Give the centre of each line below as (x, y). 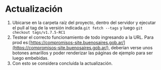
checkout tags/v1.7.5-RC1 (39, 32)
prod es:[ (21, 42)
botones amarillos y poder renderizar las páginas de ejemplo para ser (82, 53)
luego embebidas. (30, 58)
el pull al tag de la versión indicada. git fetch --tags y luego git (77, 27)
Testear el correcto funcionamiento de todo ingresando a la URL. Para (83, 37)
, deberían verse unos (131, 47)
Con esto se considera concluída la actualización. (62, 63)
